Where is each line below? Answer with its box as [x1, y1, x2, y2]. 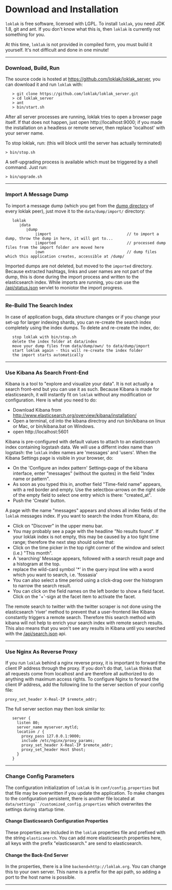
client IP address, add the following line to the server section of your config [5, 682, 164, 688]
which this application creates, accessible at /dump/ [5, 253, 125, 259]
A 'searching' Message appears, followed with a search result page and [12, 556, 164, 562]
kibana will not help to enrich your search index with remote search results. [5, 620, 164, 626]
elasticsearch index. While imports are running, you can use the [5, 279, 140, 285]
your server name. [5, 130, 45, 136]
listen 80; [16, 721, 40, 726]
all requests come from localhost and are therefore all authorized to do [5, 671, 155, 677]
